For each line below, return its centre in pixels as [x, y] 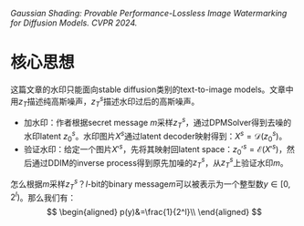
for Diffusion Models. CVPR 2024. [74, 23]
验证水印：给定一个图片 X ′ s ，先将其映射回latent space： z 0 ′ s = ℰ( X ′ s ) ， [155, 149]
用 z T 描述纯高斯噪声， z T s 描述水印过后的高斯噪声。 [105, 101]
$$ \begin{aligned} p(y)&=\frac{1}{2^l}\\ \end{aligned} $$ [154, 212]
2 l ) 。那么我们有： [43, 197]
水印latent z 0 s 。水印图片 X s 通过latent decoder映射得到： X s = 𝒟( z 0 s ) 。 [155, 136]
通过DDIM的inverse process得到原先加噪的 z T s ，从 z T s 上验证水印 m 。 [160, 163]
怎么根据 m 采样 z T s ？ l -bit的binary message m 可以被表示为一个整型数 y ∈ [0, [151, 184]
